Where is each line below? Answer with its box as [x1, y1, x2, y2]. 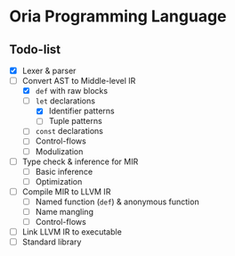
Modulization [35, 145, 84, 157]
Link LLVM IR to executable [21, 227, 122, 237]
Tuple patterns [48, 116, 102, 127]
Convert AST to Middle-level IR [21, 76, 136, 87]
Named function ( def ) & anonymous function [35, 196, 199, 207]
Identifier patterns [48, 105, 115, 117]
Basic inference [35, 166, 93, 177]
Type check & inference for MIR [21, 156, 139, 167]
